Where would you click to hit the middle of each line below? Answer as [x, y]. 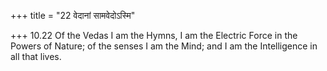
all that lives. [36, 56]
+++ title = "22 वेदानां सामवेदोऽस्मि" [73, 15]
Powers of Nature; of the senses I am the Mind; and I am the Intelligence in [164, 46]
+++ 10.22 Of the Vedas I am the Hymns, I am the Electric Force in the [154, 35]
